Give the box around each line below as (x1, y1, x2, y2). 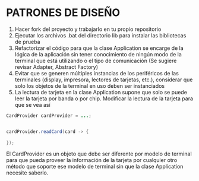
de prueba (14, 38, 40, 45)
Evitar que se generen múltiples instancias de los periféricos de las (14, 69, 179, 77)
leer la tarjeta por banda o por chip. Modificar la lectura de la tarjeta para (14, 95, 194, 102)
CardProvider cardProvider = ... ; (6, 113, 92, 119)
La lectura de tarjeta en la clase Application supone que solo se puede (14, 88, 187, 96)
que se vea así (14, 101, 50, 108)
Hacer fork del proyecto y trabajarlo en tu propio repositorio (14, 26, 162, 33)
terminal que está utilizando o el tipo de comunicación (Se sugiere (14, 57, 177, 64)
